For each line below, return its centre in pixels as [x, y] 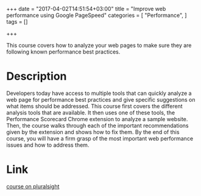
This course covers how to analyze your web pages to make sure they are [99, 45]
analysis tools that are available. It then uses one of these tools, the [91, 113]
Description [37, 76]
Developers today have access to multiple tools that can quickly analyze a [99, 93]
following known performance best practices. [63, 52]
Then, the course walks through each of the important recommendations [97, 125]
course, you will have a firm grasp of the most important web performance [100, 138]
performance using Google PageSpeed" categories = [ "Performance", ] [97, 15]
